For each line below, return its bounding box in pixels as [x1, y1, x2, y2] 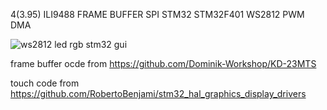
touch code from [10, 77, 80, 89]
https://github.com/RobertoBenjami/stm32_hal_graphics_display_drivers [10, 88, 307, 99]
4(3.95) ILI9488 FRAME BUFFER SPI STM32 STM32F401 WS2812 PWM [10, 9, 305, 20]
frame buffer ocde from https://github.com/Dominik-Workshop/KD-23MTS [10, 58, 317, 69]
